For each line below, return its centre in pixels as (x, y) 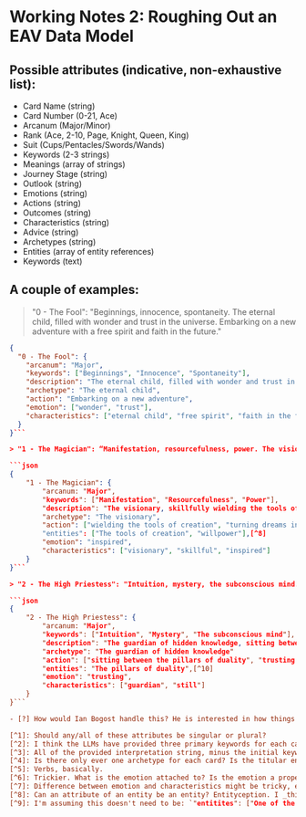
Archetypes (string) (59, 242)
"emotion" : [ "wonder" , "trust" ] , (89, 407)
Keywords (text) (52, 261)
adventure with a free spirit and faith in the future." (127, 331)
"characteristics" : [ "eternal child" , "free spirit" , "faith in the (158, 416)
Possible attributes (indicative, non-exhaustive (146, 70)
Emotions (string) (55, 193)
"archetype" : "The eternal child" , (93, 391)
